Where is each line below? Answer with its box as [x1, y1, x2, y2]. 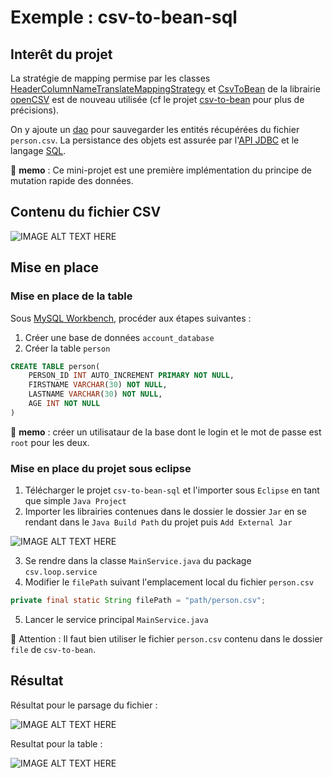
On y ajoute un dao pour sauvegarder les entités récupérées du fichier [10, 124, 300, 135]
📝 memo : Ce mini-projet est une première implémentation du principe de [10, 164, 312, 176]
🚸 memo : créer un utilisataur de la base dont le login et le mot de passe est [10, 426, 322, 438]
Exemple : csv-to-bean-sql [10, 6, 238, 29]
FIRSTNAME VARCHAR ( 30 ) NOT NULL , [28, 380, 168, 390]
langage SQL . [10, 145, 67, 156]
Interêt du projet [10, 46, 113, 63]
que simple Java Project [24, 495, 127, 507]
